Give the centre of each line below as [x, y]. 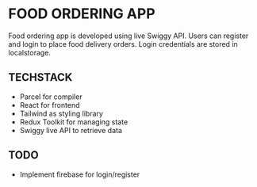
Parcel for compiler [51, 97]
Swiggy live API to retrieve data [71, 130]
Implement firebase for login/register [80, 174]
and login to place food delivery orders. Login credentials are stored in [123, 44]
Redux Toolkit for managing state [74, 122]
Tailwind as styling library [61, 113]
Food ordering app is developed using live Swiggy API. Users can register [128, 36]
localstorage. [30, 52]
